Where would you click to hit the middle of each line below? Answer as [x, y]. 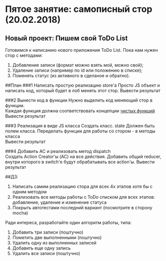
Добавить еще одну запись [41, 248]
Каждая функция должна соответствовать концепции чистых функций [80, 111]
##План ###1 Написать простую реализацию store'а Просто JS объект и [83, 85]
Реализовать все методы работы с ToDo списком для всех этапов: [83, 197]
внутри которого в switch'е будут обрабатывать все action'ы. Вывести [80, 162]
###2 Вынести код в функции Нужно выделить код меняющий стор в [79, 100]
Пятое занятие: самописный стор [79, 9]
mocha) [20, 213]
